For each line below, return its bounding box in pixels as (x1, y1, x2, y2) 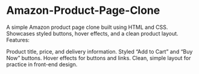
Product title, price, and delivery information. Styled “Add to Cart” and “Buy (6, 48, 193, 55)
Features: (6, 36, 30, 43)
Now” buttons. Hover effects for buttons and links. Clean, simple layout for (6, 54, 191, 61)
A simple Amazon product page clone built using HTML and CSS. (6, 23, 168, 31)
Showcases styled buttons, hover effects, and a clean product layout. (6, 29, 179, 37)
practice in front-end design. (6, 61, 78, 68)
